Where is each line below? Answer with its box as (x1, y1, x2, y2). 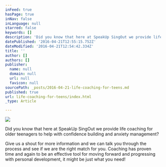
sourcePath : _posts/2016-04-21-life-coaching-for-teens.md (5, 85, 129, 90)
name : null (9, 67, 32, 72)
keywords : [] (5, 30, 32, 35)
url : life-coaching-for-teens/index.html (5, 94, 92, 99)
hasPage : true (5, 12, 35, 17)
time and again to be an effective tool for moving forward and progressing (5, 151, 156, 157)
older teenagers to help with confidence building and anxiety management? (5, 131, 159, 137)
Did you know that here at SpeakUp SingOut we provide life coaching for (5, 126, 153, 132)
